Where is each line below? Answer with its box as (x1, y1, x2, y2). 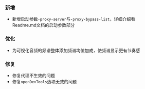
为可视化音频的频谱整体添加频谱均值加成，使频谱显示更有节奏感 (12, 47, 140, 53)
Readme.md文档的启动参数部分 (12, 22, 75, 28)
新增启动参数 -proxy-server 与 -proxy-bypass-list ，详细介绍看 (12, 16, 135, 22)
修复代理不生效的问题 (12, 73, 55, 78)
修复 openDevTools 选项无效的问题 (12, 78, 77, 84)
